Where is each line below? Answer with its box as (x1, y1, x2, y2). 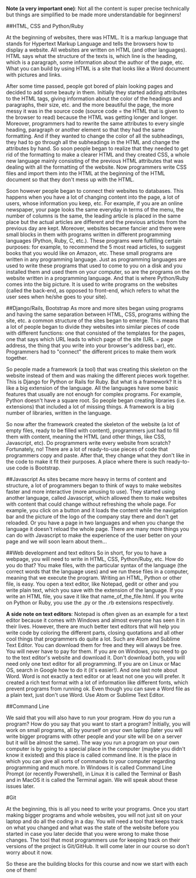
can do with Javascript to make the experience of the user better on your (6, 532, 183, 539)
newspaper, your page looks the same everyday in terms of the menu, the (6, 206, 184, 213)
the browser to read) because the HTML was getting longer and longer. (6, 114, 178, 121)
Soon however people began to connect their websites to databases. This (6, 188, 184, 194)
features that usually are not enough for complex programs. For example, (6, 391, 183, 397)
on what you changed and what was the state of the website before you (6, 824, 180, 831)
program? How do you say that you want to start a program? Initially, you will (6, 720, 191, 727)
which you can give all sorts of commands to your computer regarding (6, 758, 176, 764)
